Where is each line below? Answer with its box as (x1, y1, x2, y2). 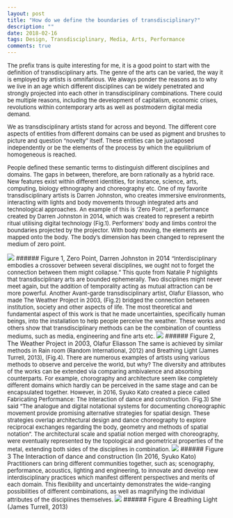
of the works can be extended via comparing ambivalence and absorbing (7, 368, 202, 375)
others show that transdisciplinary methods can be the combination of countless (7, 324, 221, 332)
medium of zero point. (7, 241, 66, 248)
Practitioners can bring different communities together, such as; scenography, (7, 460, 216, 467)
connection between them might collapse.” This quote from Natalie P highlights (7, 268, 218, 276)
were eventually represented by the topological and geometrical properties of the (7, 437, 224, 445)
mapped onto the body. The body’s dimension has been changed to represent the (7, 234, 225, 241)
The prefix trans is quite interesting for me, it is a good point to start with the (7, 62, 210, 70)
